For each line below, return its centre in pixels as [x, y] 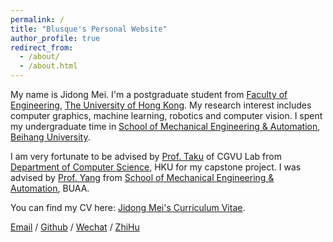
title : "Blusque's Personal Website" [89, 29]
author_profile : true [55, 38]
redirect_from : [42, 47]
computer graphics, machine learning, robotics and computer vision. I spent [166, 115]
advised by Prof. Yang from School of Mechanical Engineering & [142, 177]
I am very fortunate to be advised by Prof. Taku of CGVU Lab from [146, 156]
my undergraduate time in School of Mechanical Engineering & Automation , [165, 126]
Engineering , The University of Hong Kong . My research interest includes [161, 105]
